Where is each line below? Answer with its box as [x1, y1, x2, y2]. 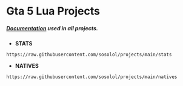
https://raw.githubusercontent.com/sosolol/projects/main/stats [6, 51, 172, 58]
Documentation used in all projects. [6, 24, 98, 31]
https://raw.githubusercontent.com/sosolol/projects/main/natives [6, 74, 178, 80]
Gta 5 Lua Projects [6, 4, 100, 18]
